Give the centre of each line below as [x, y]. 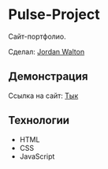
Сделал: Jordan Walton [47, 51]
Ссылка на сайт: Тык [43, 96]
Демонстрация [48, 77]
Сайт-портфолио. [37, 36]
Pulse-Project [54, 15]
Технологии [39, 120]
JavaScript [37, 156]
